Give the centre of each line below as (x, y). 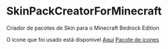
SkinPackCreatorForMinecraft (84, 11)
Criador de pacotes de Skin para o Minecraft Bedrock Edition (83, 28)
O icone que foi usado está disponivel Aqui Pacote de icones (83, 39)
